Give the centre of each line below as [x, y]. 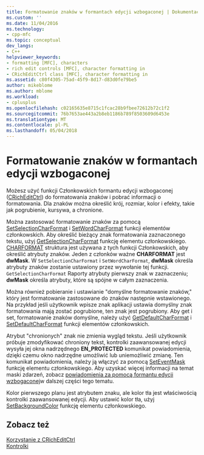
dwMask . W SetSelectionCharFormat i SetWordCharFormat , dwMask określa [100, 260]
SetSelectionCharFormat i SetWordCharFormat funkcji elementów [88, 228]
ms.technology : [25, 29]
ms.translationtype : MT [36, 119]
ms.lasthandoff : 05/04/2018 [42, 131]
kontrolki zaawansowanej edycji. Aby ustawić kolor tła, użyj [80, 399]
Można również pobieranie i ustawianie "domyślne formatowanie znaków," [99, 291]
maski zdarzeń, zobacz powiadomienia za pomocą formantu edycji [90, 374]
